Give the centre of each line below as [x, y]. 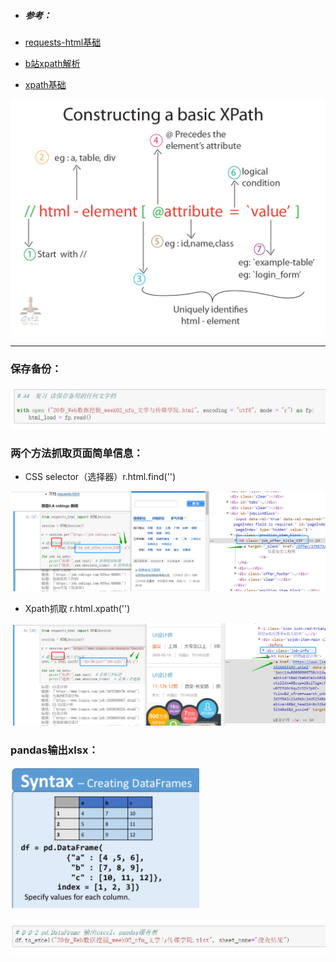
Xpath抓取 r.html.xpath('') [77, 608]
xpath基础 [45, 84]
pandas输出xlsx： [54, 750]
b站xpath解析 [52, 63]
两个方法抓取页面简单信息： [77, 453]
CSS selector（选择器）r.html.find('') [100, 477]
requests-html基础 [63, 42]
